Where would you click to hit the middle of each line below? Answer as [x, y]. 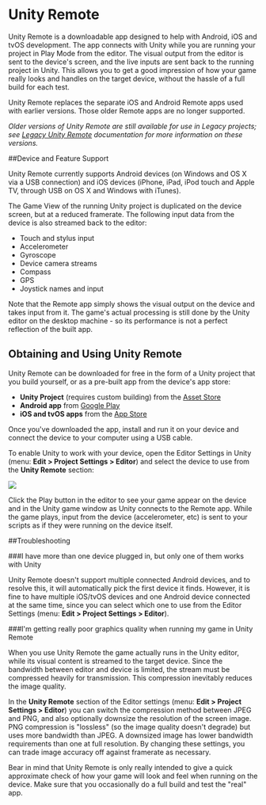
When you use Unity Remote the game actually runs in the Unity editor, [124, 652]
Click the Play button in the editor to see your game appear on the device [127, 500]
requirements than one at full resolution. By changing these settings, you [127, 743]
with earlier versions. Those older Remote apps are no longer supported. [127, 111]
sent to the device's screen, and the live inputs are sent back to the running [131, 62]
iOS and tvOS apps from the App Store [84, 414]
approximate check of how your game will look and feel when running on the [133, 776]
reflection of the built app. [51, 329]
